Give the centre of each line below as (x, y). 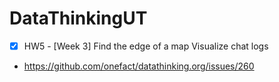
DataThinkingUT (78, 18)
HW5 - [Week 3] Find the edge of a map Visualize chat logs (146, 46)
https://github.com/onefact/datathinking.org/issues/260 (139, 66)
